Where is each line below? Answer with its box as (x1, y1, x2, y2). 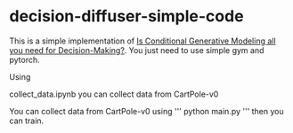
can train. (9, 115, 45, 126)
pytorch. (9, 54, 40, 65)
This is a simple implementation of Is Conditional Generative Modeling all (9, 35, 276, 46)
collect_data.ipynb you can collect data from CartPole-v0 (9, 89, 219, 99)
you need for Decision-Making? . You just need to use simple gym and (9, 44, 265, 55)
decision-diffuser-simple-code (9, 6, 244, 27)
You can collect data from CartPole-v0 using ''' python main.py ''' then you (9, 106, 285, 116)
